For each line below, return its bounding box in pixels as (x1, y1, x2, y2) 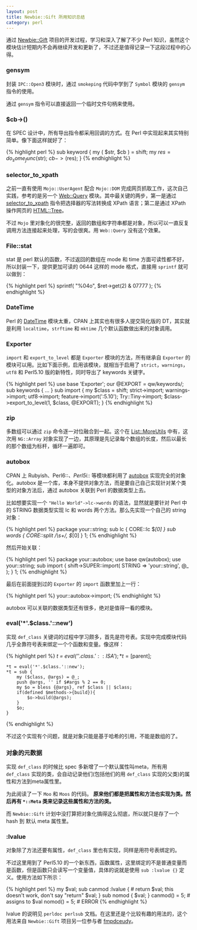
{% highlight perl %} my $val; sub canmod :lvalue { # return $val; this (6, 886, 174, 893)
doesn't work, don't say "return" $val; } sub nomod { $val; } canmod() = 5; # (6, 892, 191, 899)
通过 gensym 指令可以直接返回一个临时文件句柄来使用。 (6, 100, 138, 107)
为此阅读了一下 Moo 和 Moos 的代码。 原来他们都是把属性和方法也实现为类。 (6, 791, 186, 798)
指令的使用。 (6, 88, 37, 95)
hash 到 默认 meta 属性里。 (6, 818, 72, 825)
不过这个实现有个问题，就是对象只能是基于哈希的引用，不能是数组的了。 (6, 732, 181, 739)
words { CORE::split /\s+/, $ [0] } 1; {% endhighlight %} (6, 532, 137, 539)
